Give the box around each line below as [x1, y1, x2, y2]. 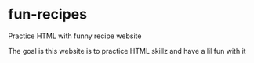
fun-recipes [8, 5, 88, 23]
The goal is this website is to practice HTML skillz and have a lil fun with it [8, 46, 246, 55]
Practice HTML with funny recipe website [8, 31, 142, 40]
